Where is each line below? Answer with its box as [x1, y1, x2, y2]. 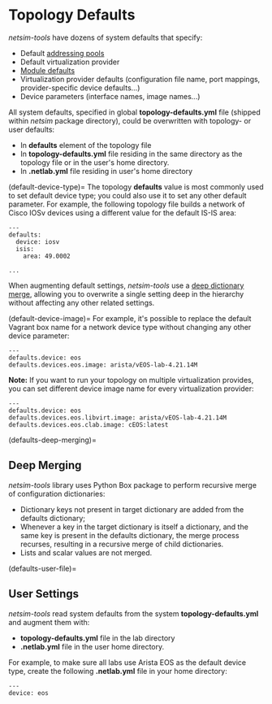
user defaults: [8, 124, 55, 134]
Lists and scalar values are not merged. [19, 547, 153, 558]
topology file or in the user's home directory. [19, 157, 170, 167]
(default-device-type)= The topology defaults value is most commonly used [8, 181, 264, 192]
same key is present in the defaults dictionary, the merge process [19, 530, 240, 540]
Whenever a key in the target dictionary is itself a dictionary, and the [19, 522, 249, 532]
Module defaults [19, 65, 76, 75]
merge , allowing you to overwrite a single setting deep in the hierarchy [8, 289, 244, 298]
